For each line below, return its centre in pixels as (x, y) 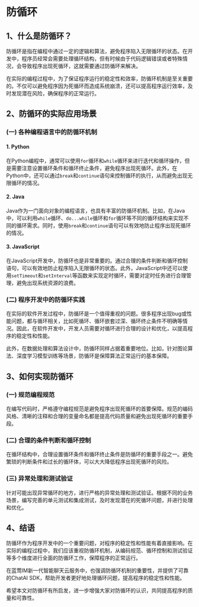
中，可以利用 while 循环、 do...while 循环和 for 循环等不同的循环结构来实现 (95, 218)
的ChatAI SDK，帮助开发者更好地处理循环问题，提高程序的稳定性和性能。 (96, 578)
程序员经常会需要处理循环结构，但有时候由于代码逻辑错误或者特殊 (102, 59)
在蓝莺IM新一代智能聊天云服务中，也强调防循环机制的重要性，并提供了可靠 (97, 571)
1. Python (18, 146)
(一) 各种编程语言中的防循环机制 (52, 132)
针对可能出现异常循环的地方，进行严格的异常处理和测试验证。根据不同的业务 (99, 493)
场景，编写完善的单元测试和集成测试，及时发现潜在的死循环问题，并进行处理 (99, 500)
